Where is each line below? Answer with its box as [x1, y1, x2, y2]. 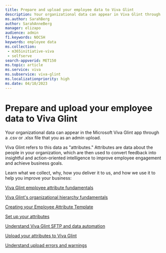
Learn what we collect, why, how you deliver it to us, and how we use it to [5, 170, 156, 176]
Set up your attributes [5, 213, 50, 219]
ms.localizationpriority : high [5, 76, 70, 81]
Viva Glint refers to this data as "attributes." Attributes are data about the [5, 144, 153, 150]
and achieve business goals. [5, 160, 63, 166]
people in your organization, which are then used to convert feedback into [5, 149, 157, 155]
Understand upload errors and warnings [5, 242, 87, 248]
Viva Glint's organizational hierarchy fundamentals [5, 194, 108, 200]
